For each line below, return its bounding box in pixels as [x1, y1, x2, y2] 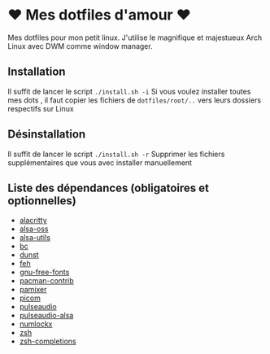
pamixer [19, 285, 47, 295]
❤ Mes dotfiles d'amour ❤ [7, 6, 192, 24]
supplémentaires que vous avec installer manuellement [7, 157, 193, 168]
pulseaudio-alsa [19, 311, 74, 321]
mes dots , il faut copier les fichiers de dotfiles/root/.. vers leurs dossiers [7, 95, 262, 105]
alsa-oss [19, 224, 49, 234]
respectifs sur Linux [7, 103, 74, 113]
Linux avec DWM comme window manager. [7, 41, 153, 50]
